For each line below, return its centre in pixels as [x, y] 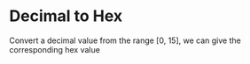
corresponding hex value [55, 49]
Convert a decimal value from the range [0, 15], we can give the [125, 40]
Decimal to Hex [66, 16]
